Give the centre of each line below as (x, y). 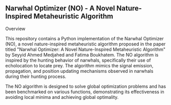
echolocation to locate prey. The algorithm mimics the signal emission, (79, 65)
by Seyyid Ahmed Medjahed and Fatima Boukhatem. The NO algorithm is (82, 55)
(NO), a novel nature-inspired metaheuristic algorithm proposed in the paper (86, 44)
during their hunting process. (36, 76)
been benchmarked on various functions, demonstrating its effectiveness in (85, 92)
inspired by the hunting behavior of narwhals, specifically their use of (78, 60)
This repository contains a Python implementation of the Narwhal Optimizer (85, 38)
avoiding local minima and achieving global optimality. (62, 97)
